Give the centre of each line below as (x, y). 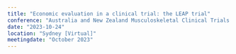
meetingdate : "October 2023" (50, 40)
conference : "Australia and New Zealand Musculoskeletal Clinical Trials (119, 20)
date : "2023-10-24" (36, 27)
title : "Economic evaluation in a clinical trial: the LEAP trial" (109, 14)
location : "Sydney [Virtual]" (52, 33)
